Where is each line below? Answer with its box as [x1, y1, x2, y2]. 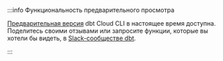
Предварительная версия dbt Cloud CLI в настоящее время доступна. [7, 19, 216, 27]
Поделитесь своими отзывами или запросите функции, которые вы [7, 27, 208, 35]
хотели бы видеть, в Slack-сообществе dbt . [7, 34, 137, 42]
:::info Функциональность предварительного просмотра [7, 6, 175, 14]
